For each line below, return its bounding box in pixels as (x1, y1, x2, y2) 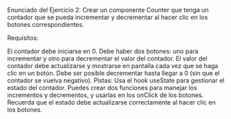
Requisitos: (7, 34, 39, 42)
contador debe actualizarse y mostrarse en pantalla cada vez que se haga (7, 62, 219, 69)
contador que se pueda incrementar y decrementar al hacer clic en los (7, 13, 208, 21)
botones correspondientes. (7, 21, 84, 28)
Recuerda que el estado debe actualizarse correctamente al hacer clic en (7, 98, 216, 106)
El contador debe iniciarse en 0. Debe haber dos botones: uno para (7, 47, 198, 55)
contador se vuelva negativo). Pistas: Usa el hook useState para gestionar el (7, 76, 225, 85)
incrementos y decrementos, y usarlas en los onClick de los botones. (7, 91, 204, 99)
